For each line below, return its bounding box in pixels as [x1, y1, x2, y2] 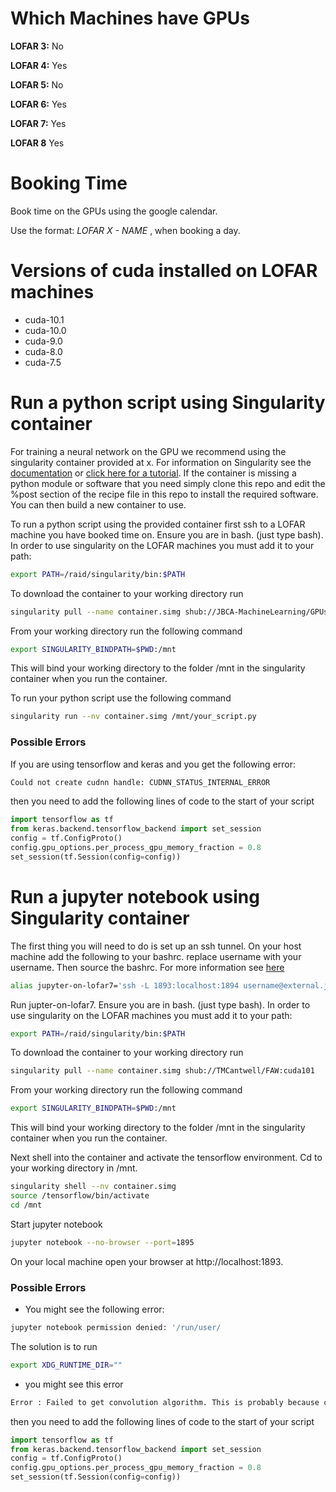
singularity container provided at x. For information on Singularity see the [10, 456, 312, 468]
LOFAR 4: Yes [10, 59, 68, 71]
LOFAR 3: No [10, 40, 64, 52]
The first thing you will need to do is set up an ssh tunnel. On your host [10, 940, 302, 952]
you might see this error [24, 1378, 124, 1390]
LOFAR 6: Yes [10, 98, 67, 110]
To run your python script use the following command [10, 692, 232, 704]
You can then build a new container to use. [10, 498, 187, 511]
